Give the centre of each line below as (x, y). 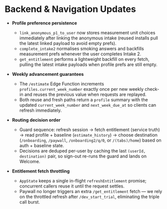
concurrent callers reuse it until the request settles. (72, 186)
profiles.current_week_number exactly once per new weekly (81, 89)
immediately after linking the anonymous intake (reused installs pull (88, 38)
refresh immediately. (40, 110)
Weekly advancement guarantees (48, 74)
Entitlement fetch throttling (41, 171)
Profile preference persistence (44, 23)
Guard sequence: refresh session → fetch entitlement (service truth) (90, 129)
